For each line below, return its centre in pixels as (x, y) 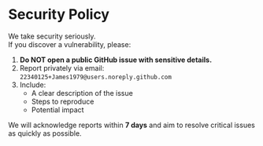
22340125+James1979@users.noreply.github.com (95, 77)
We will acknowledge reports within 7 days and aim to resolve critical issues (132, 125)
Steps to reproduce (63, 101)
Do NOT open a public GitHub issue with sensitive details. (116, 60)
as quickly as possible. (45, 133)
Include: (33, 85)
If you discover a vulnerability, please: (70, 44)
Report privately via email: (62, 68)
